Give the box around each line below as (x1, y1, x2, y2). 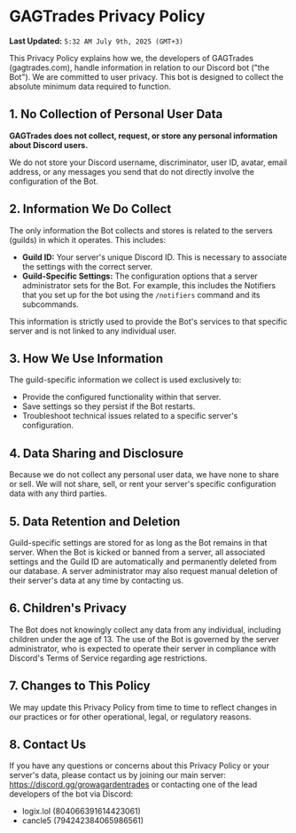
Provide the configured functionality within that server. (21, 392, 222, 403)
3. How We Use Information (9, 350, 164, 365)
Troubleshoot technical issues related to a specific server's (21, 411, 238, 421)
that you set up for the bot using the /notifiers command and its (21, 289, 261, 300)
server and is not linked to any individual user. (9, 326, 177, 336)
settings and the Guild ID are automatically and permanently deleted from (9, 556, 277, 567)
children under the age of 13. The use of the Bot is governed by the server (9, 633, 280, 644)
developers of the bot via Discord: (9, 789, 134, 799)
